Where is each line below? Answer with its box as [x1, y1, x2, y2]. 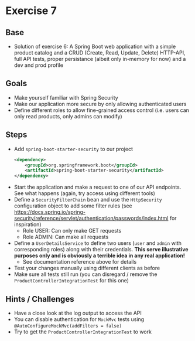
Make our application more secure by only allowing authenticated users [13, 100, 187, 107]
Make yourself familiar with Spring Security [13, 94, 118, 101]
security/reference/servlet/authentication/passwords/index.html [13, 215, 169, 222]
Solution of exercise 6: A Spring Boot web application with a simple [13, 43, 176, 50]
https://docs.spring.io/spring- [13, 209, 86, 216]
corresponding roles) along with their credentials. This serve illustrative [13, 246, 189, 253]
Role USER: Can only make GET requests [22, 227, 122, 234]
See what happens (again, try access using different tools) [13, 190, 156, 197]
